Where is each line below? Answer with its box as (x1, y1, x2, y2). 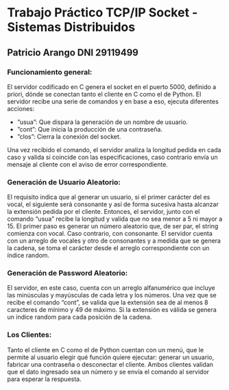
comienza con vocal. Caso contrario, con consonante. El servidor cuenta (7, 230, 213, 238)
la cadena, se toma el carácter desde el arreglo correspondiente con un (7, 244, 210, 252)
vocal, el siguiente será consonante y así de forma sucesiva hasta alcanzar (7, 200, 219, 208)
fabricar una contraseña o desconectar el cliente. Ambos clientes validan (7, 360, 214, 368)
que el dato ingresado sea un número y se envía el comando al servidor (7, 367, 210, 376)
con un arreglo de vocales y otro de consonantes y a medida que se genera (7, 236, 221, 245)
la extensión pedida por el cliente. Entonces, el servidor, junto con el (7, 208, 200, 216)
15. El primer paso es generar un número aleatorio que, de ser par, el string (7, 222, 219, 230)
